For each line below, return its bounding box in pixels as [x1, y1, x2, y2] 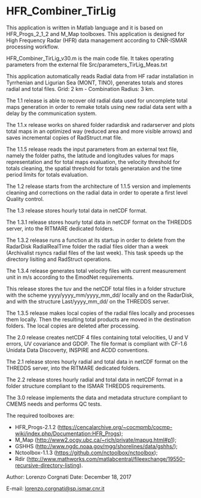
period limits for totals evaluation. [6, 171, 89, 178]
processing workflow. [6, 43, 60, 50]
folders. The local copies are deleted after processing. [6, 322, 140, 329]
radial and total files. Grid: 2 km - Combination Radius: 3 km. [6, 85, 155, 92]
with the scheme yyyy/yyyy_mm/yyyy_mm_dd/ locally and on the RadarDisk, [6, 291, 194, 299]
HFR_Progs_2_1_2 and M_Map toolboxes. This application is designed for [6, 30, 185, 37]
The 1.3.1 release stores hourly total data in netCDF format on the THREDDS [6, 218, 192, 226]
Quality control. [6, 195, 44, 202]
